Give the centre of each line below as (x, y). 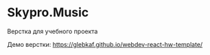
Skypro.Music (48, 13)
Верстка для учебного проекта (52, 31)
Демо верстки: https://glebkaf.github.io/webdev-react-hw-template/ (105, 44)
